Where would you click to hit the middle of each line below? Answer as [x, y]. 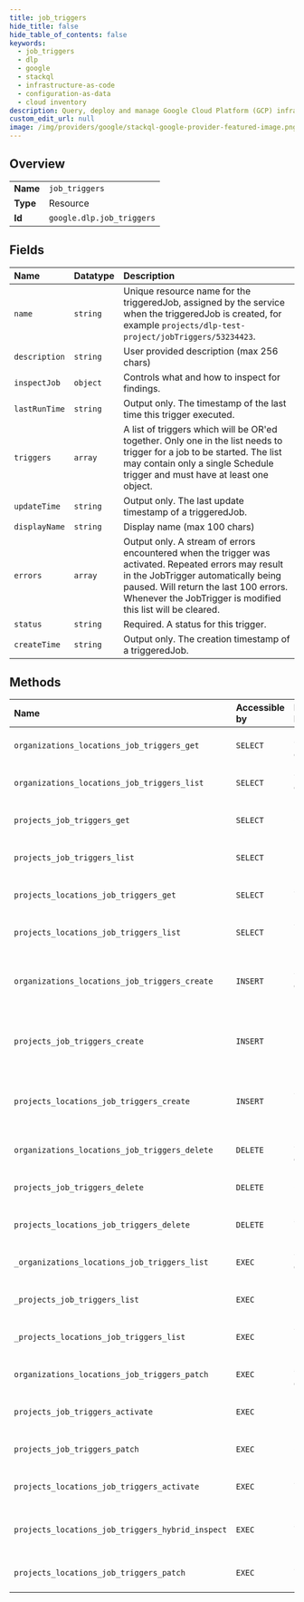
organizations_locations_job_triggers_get [107, 746]
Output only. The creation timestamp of [207, 638]
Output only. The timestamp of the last [205, 403]
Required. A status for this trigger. [195, 624]
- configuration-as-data [64, 93]
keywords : [28, 43]
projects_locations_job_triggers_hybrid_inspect [121, 1530]
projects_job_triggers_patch [76, 1450]
